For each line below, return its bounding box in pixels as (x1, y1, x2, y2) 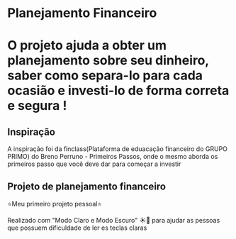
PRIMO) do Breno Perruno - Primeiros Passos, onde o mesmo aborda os (7, 152, 218, 161)
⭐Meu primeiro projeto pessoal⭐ (7, 200, 102, 208)
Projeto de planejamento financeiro (7, 180, 167, 192)
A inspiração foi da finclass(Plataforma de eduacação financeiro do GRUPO (7, 145, 228, 153)
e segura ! (7, 98, 67, 114)
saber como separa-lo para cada (7, 67, 203, 84)
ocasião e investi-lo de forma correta (7, 83, 230, 99)
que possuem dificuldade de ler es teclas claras (7, 223, 147, 232)
